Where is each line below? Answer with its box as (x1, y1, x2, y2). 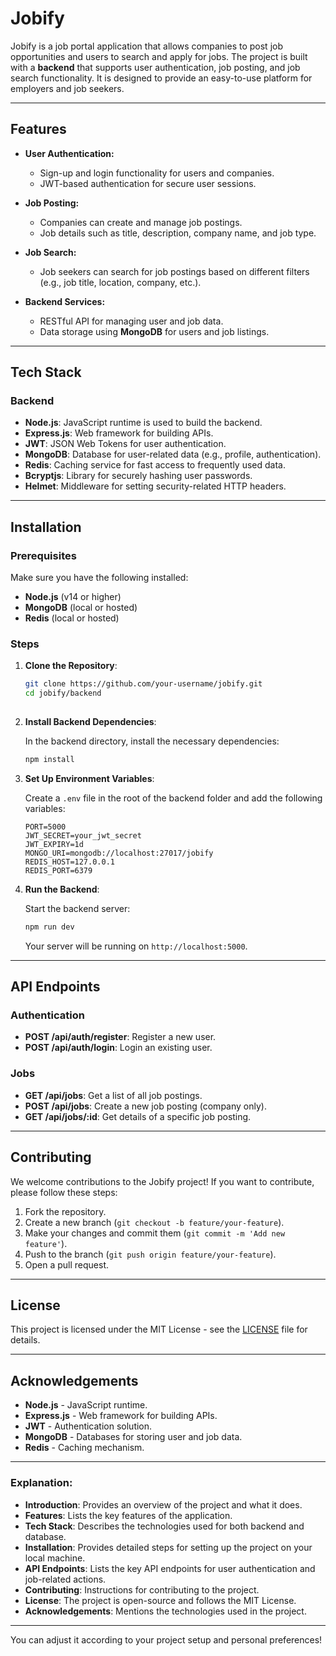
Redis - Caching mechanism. (24, 1442, 145, 1454)
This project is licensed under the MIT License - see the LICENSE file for (10, 1323, 308, 1336)
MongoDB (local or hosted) (24, 602, 138, 614)
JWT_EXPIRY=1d (24, 839, 84, 849)
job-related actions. (24, 1573, 107, 1585)
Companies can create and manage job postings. (39, 216, 243, 228)
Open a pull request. (24, 1258, 110, 1271)
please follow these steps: (10, 1186, 118, 1198)
